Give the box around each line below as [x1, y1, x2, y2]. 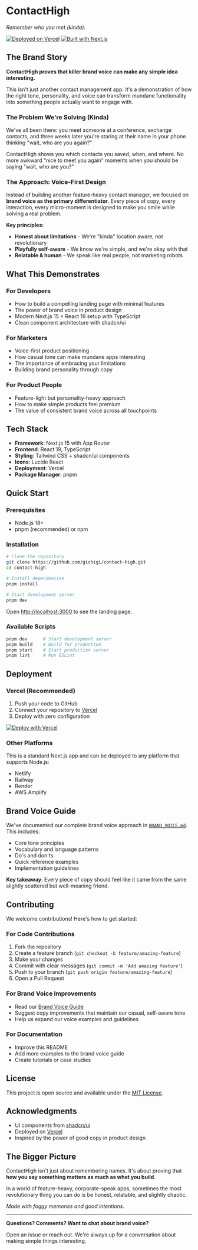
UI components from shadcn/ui [14, 1122, 90, 1129]
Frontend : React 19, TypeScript [14, 446, 91, 453]
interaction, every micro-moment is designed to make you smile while [6, 204, 175, 211]
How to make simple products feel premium [14, 400, 121, 407]
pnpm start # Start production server [6, 647, 110, 653]
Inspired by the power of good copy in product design [14, 1134, 146, 1142]
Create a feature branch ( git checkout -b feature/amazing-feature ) [14, 950, 181, 957]
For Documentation [6, 1030, 63, 1038]
